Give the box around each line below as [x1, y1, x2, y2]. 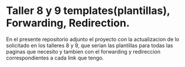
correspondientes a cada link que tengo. [6, 54, 104, 61]
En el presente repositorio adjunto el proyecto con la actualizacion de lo [6, 36, 180, 43]
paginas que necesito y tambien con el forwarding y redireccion [6, 48, 160, 55]
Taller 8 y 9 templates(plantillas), [6, 4, 170, 17]
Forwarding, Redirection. [6, 16, 130, 30]
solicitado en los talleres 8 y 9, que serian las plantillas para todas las [6, 42, 173, 49]
